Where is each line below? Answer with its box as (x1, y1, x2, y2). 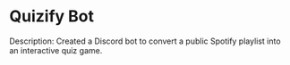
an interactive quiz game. (9, 45, 103, 55)
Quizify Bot (9, 6, 94, 27)
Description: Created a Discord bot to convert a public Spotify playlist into (9, 36, 281, 46)
